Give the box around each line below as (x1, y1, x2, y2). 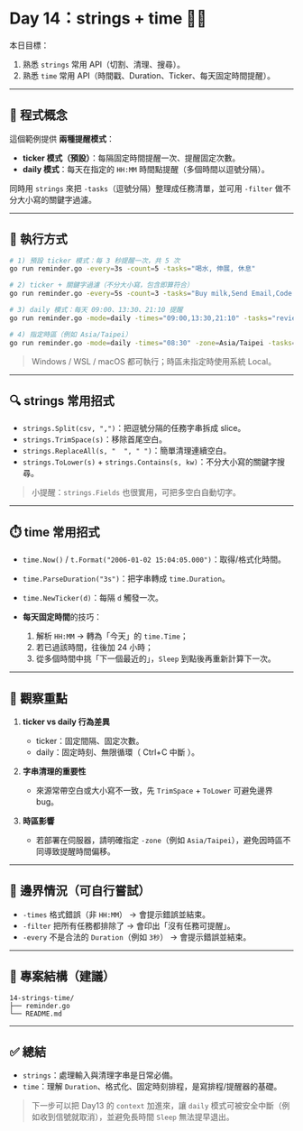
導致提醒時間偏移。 (43, 846, 115, 857)
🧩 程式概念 (9, 107, 68, 123)
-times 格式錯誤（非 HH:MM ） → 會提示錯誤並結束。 (22, 908, 210, 920)
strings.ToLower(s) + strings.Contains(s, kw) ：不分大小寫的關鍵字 (22, 456, 278, 467)
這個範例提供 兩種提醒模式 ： (9, 133, 115, 144)
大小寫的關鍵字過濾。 (16, 194, 96, 205)
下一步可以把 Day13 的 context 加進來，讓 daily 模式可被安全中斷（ (31, 1100, 282, 1111)
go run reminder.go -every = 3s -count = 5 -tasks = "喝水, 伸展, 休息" (9, 264, 256, 273)
